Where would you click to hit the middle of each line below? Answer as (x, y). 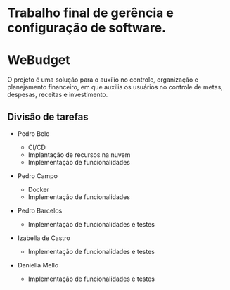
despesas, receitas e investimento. (58, 95)
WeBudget (39, 60)
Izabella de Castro (44, 238)
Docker (38, 189)
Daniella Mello (38, 265)
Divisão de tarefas (48, 116)
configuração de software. (87, 28)
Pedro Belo (33, 133)
